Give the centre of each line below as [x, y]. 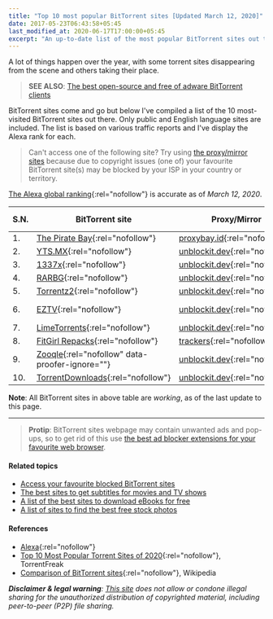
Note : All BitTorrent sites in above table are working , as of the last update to [135, 398]
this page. [25, 406]
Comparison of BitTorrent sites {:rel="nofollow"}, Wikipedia [118, 573]
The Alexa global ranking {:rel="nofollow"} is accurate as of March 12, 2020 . [135, 194]
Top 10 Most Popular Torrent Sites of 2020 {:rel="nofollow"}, [121, 555]
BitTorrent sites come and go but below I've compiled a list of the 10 [122, 111]
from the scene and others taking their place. [84, 71]
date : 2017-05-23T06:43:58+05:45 [65, 24]
